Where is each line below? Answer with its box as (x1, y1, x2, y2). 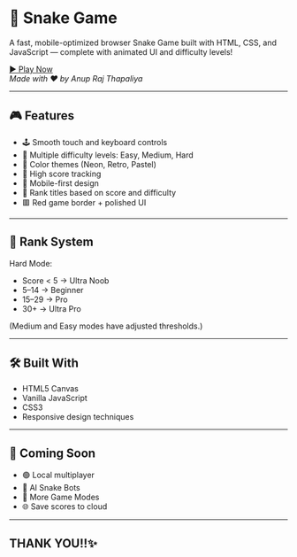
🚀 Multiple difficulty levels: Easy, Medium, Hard (21, 150, 194, 160)
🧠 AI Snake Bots (21, 483, 81, 493)
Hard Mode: (9, 258, 53, 268)
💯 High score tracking (21, 168, 102, 179)
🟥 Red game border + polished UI (21, 197, 147, 207)
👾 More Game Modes (21, 491, 100, 503)
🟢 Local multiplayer (21, 469, 95, 481)
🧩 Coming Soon (9, 445, 95, 460)
